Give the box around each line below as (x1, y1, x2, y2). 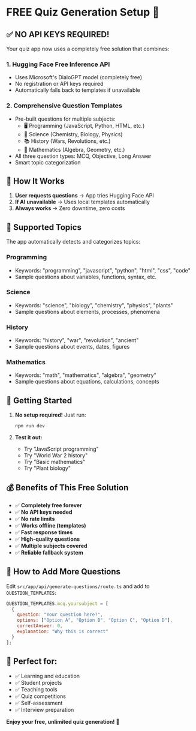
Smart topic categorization (14, 158, 81, 166)
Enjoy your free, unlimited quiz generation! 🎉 (6, 718, 120, 725)
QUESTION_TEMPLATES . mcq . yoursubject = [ (6, 600, 109, 607)
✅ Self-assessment (14, 699, 63, 706)
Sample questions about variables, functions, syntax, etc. (14, 273, 157, 280)
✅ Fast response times (14, 528, 73, 536)
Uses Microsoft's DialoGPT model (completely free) (14, 74, 143, 81)
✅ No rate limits (14, 515, 55, 522)
